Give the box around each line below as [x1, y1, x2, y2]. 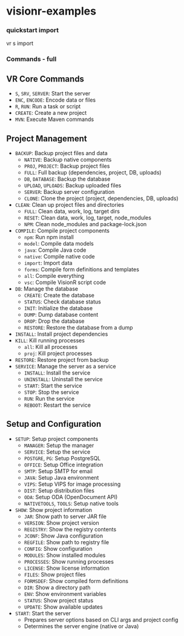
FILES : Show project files [24, 570, 86, 578]
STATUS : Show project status [24, 596, 94, 604]
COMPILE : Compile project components [15, 227, 110, 235]
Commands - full [6, 55, 57, 63]
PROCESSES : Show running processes [24, 558, 114, 565]
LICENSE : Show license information [24, 564, 110, 572]
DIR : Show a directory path [24, 584, 91, 591]
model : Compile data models [24, 240, 94, 247]
